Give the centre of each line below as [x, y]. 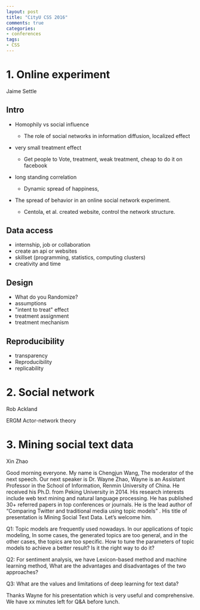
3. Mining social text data [70, 445]
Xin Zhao [17, 461]
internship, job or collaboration [53, 245]
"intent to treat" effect [42, 310]
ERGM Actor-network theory [41, 421]
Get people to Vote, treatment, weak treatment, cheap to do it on [103, 159]
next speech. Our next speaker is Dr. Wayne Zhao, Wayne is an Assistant [96, 479]
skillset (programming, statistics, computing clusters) [80, 258]
